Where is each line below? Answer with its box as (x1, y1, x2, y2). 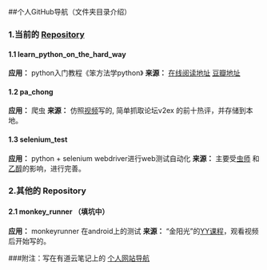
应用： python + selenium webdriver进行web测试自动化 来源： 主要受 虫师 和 (8, 153, 260, 163)
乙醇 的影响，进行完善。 (8, 163, 86, 173)
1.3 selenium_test (8, 135, 68, 144)
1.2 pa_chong (8, 87, 54, 96)
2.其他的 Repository (8, 185, 86, 196)
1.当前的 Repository (8, 29, 86, 40)
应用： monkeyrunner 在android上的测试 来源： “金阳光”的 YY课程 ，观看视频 (8, 226, 259, 236)
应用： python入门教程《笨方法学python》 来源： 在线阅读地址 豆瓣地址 (8, 68, 241, 78)
